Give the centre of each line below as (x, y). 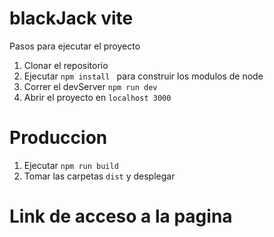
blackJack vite (71, 18)
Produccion (58, 138)
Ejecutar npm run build (71, 165)
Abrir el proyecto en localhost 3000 (97, 97)
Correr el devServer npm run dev (90, 86)
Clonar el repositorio (66, 65)
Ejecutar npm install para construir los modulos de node (143, 76)
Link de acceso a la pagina (121, 216)
